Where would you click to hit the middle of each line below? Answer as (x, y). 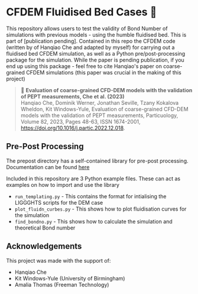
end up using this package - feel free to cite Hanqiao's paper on (84, 66)
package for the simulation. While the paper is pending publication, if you (95, 60)
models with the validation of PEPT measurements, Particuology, (99, 115)
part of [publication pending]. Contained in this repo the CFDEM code (91, 41)
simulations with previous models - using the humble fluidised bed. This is (96, 34)
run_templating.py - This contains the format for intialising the (90, 196)
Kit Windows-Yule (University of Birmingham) (70, 278)
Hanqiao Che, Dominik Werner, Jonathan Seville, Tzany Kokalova (100, 102)
